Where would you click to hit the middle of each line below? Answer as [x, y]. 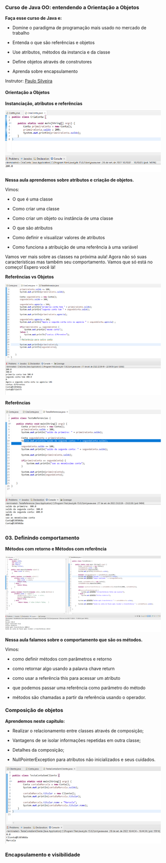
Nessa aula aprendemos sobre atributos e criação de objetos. [70, 180]
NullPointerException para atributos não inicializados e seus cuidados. [84, 760]
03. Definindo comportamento [42, 538]
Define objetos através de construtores [52, 62]
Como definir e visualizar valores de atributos [59, 238]
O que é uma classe [33, 199]
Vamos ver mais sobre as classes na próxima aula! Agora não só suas [76, 257]
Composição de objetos [34, 711]
